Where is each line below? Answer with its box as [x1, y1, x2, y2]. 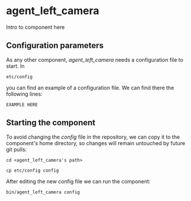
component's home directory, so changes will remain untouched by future [6, 139, 186, 146]
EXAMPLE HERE [6, 102, 38, 108]
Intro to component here [6, 24, 65, 31]
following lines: [6, 90, 43, 98]
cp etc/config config [6, 168, 59, 173]
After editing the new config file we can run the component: [6, 177, 151, 185]
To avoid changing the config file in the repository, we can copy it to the [6, 133, 180, 140]
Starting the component [6, 118, 96, 128]
